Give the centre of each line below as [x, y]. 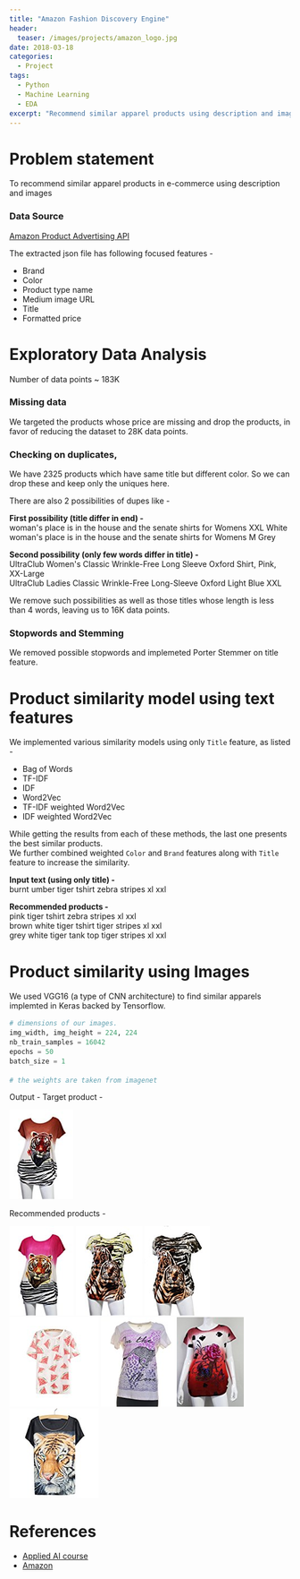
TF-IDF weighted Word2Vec [74, 807]
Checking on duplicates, [63, 454]
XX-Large [27, 574]
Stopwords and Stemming [67, 633]
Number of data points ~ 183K [65, 379]
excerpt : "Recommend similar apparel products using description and [142, 113]
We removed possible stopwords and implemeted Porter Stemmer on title [144, 653]
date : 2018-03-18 [42, 47]
